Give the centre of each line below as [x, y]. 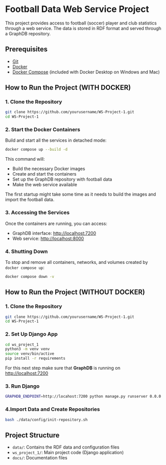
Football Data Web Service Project [77, 9]
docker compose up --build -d [37, 150]
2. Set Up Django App [32, 334]
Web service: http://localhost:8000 [48, 238]
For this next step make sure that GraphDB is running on [63, 368]
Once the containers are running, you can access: [56, 224]
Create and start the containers [44, 174]
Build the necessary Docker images [49, 169]
